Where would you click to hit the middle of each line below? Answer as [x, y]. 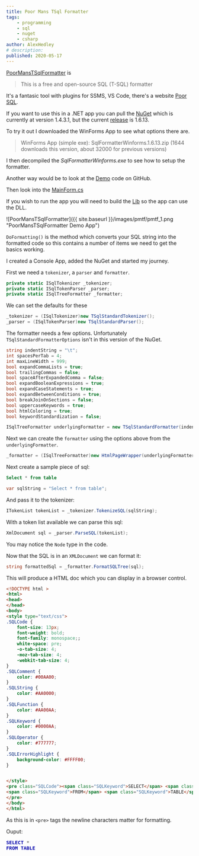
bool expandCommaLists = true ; [45, 367]
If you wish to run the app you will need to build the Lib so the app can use [97, 201]
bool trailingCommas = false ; [44, 372]
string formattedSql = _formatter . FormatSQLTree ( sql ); [75, 567]
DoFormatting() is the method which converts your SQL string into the [91, 237]
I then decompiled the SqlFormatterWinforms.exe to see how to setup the [96, 160]
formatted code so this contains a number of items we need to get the [92, 243]
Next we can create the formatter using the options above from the [88, 439]
